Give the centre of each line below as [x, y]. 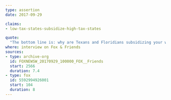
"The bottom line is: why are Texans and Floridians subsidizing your [86, 43]
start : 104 [21, 85]
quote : [12, 38]
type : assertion [22, 10]
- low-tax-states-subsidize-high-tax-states [53, 28]
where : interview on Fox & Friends [43, 47]
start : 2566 [23, 66]
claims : [13, 24]
